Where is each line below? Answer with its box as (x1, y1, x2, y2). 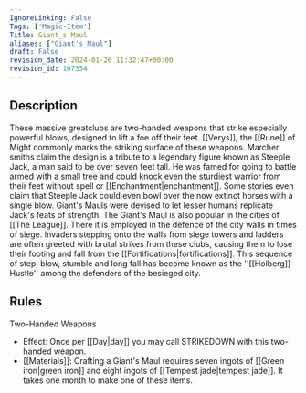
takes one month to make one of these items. (22, 375, 194, 386)
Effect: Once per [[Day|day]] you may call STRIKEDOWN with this (22, 336, 269, 346)
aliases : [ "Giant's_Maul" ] (9, 38, 112, 48)
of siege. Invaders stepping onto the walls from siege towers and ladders (9, 229, 284, 240)
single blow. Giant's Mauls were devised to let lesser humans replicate (9, 200, 274, 211)
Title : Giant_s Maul (9, 30, 89, 39)
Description (9, 98, 78, 114)
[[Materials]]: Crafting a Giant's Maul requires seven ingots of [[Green (22, 355, 285, 366)
